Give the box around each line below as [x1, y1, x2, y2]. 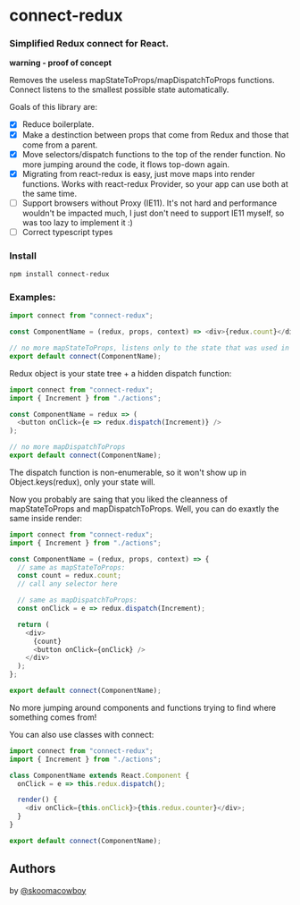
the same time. [21, 188, 78, 199]
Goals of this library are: [9, 102, 98, 113]
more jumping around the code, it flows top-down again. [21, 158, 230, 170]
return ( [17, 620, 50, 629]
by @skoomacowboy [9, 884, 87, 895]
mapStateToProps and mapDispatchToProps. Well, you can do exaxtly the [9, 503, 279, 514]
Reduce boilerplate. [21, 119, 95, 130]
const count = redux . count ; [17, 571, 122, 580]
